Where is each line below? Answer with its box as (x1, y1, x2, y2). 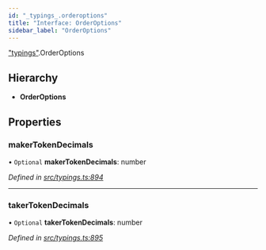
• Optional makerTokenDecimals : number (8, 156, 146, 167)
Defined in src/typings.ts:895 (8, 233, 104, 243)
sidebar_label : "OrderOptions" (8, 26, 112, 34)
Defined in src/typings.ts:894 (8, 172, 104, 182)
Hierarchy (8, 71, 59, 84)
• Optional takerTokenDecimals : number (8, 217, 142, 227)
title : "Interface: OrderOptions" (8, 19, 123, 27)
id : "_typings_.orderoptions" (8, 11, 108, 20)
